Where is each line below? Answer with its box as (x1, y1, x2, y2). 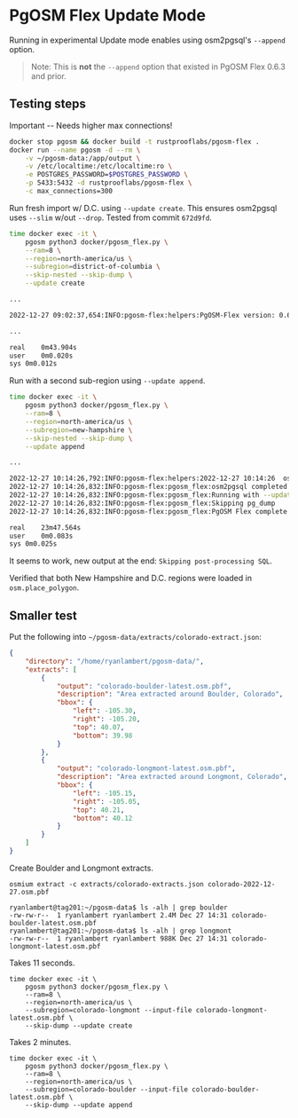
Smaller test (9, 608, 77, 623)
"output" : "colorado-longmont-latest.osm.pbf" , (56, 764, 237, 773)
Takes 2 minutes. (9, 1036, 72, 1047)
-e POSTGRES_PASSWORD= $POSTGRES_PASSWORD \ (25, 170, 189, 179)
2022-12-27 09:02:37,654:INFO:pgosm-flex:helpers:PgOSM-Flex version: (9, 311, 276, 319)
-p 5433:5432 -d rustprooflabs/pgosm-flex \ (25, 178, 192, 187)
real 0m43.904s (9, 342, 77, 351)
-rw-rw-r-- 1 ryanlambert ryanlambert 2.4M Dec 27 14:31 (9, 910, 228, 919)
